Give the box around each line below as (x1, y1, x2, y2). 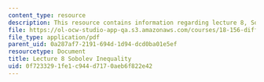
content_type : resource (8, 11, 86, 20)
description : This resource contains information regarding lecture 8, (8, 19, 247, 27)
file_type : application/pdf (8, 33, 101, 41)
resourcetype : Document (8, 48, 86, 55)
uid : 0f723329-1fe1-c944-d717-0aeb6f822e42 (8, 62, 153, 70)
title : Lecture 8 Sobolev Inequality (8, 55, 132, 63)
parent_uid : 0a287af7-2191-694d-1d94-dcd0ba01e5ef (8, 41, 178, 48)
